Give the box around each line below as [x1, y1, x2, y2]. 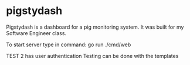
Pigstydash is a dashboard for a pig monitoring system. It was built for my [6, 23, 184, 30]
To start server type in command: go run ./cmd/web [6, 41, 131, 48]
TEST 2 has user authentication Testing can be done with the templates [6, 52, 179, 59]
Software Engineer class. [6, 29, 66, 36]
